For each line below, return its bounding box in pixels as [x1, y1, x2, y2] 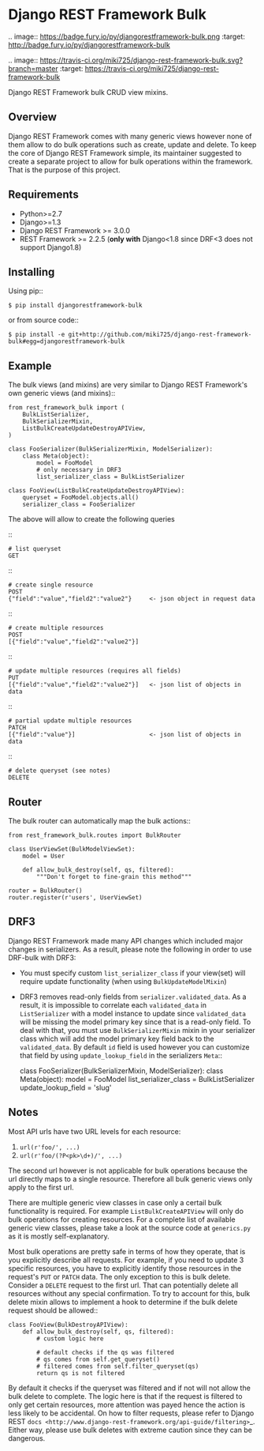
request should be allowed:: [8, 1306, 99, 1315]
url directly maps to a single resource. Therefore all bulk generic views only [8, 1174, 253, 1183]
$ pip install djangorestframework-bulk [8, 302, 143, 310]
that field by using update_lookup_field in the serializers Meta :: [19, 1050, 223, 1060]
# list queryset [8, 545, 61, 553]
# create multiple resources [8, 624, 104, 632]
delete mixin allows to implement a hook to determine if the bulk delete [8, 1297, 238, 1306]
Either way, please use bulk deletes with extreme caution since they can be [8, 1425, 252, 1434]
